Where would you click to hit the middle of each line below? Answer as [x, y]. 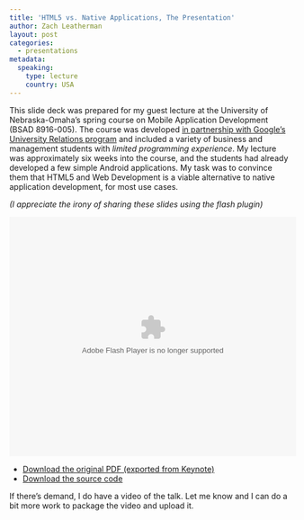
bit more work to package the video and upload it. [102, 506]
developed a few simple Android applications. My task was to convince [141, 167]
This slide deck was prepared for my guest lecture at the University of [139, 110]
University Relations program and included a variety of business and [136, 139]
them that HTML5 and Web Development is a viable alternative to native [143, 177]
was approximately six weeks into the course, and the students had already [149, 157]
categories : [31, 43]
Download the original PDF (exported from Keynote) [118, 469]
